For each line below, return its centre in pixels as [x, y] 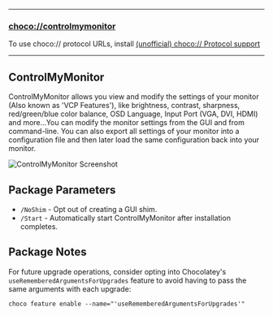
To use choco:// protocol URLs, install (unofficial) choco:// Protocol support [134, 44]
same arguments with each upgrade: [70, 288]
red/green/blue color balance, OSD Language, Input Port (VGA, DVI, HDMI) [133, 114]
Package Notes [48, 252]
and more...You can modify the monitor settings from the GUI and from [127, 123]
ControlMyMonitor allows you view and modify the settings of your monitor [134, 97]
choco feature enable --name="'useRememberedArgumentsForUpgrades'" [127, 304]
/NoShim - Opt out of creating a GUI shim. [89, 209]
